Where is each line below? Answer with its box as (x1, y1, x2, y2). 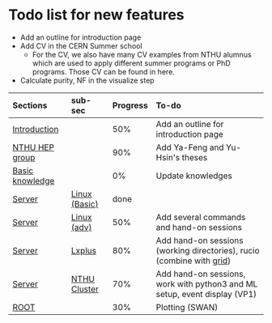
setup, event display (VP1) (155, 288, 257, 300)
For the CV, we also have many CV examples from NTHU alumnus (32, 49, 253, 59)
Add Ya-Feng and (155, 142, 224, 153)
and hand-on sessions (155, 221, 243, 232)
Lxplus (71, 244, 97, 256)
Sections (12, 100, 48, 111)
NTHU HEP (12, 142, 55, 153)
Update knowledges (155, 170, 232, 181)
